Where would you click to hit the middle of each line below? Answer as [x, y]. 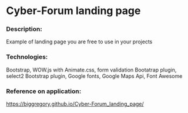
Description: [24, 29]
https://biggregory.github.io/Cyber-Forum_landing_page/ [75, 104]
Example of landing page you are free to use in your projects [79, 42]
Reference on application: [44, 91]
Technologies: [27, 57]
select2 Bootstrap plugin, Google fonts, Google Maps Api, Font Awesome [94, 76]
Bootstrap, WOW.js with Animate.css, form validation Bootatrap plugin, [91, 70]
